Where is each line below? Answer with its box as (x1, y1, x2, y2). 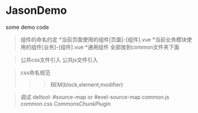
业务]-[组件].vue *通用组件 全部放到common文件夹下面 (43, 43, 180, 50)
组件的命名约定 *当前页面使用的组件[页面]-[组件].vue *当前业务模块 (20, 35, 187, 43)
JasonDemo (5, 4, 67, 17)
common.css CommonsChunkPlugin (20, 100, 111, 107)
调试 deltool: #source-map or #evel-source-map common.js (20, 93, 170, 100)
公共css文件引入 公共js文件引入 (20, 56, 99, 63)
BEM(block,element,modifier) (50, 81, 123, 88)
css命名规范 (20, 69, 51, 76)
